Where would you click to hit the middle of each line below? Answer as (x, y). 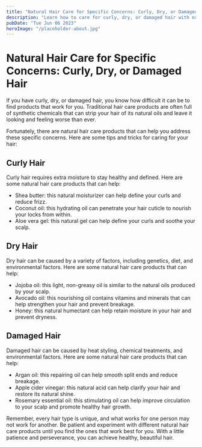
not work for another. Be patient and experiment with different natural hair (98, 425)
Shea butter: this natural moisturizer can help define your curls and (98, 195)
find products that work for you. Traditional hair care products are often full (99, 107)
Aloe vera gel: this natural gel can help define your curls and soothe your (105, 221)
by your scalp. (32, 291)
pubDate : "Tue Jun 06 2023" (41, 23)
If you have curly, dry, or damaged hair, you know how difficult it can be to (98, 100)
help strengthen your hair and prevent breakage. (75, 304)
